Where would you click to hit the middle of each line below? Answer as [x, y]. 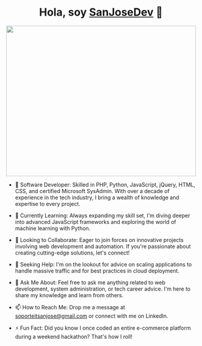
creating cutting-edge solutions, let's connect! [72, 253]
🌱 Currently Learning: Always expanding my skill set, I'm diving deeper [103, 215]
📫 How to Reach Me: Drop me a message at [70, 307]
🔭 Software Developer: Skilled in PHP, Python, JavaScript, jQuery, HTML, [105, 184]
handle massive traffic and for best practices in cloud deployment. [97, 271]
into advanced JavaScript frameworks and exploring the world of [95, 221]
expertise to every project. [47, 203]
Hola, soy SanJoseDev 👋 [101, 12]
